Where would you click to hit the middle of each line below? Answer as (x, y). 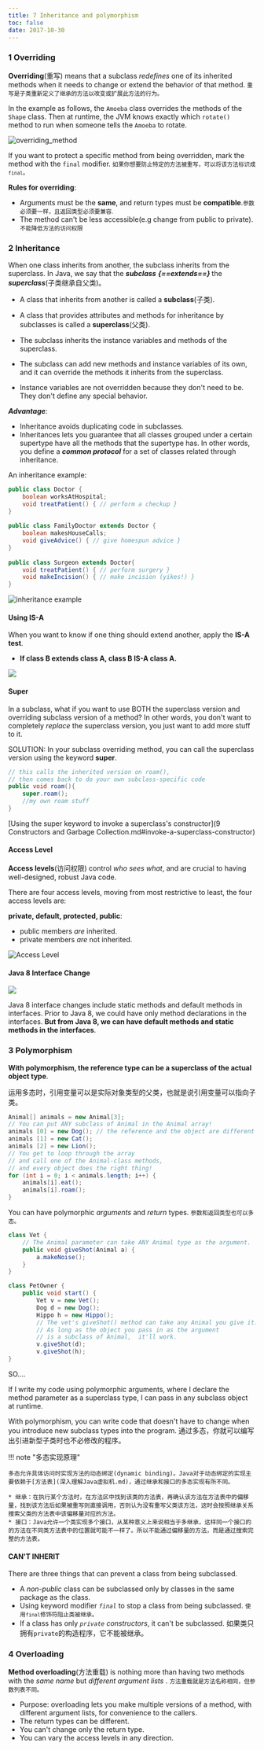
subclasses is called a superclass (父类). (85, 324)
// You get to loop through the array (71, 1153)
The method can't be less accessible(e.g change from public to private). (136, 219)
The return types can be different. (74, 1721)
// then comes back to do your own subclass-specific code (107, 779)
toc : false (26, 23)
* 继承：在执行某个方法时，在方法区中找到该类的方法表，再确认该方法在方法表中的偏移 (128, 1497)
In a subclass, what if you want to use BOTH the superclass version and (124, 709)
